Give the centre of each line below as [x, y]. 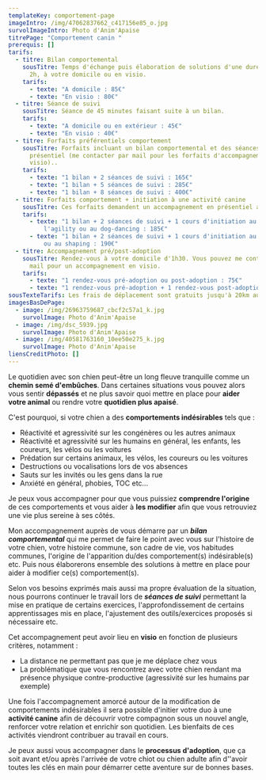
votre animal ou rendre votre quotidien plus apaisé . [93, 401]
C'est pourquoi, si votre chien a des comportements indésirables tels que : [131, 417]
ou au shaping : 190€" [81, 244]
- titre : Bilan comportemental [67, 60]
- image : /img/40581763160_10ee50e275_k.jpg [90, 340]
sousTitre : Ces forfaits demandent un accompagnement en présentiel [138, 207]
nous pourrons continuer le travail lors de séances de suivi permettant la [127, 596]
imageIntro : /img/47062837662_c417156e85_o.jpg [88, 23]
